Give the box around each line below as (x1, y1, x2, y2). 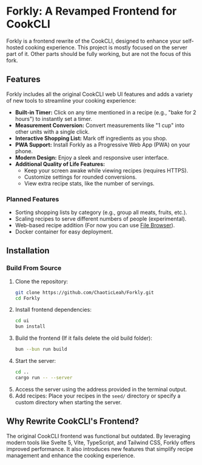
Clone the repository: (15, 278, 69, 285)
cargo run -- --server (15, 374, 73, 381)
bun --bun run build (15, 346, 67, 353)
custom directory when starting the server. (15, 398, 123, 405)
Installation (6, 246, 50, 256)
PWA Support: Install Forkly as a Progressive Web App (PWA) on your (15, 141, 190, 148)
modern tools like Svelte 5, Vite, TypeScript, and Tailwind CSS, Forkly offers (6, 439, 195, 446)
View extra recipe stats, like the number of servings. (24, 179, 155, 187)
